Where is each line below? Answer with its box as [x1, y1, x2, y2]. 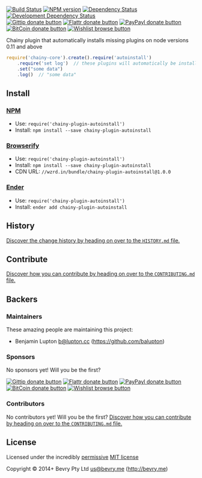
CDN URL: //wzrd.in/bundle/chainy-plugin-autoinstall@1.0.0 [14, 168, 171, 175]
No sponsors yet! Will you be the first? [6, 366, 101, 374]
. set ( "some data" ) [17, 66, 63, 72]
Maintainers [6, 312, 43, 320]
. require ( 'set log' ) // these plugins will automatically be [17, 60, 176, 66]
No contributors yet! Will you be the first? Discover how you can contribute [6, 413, 191, 421]
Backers [6, 294, 38, 304]
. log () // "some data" [17, 71, 77, 78]
